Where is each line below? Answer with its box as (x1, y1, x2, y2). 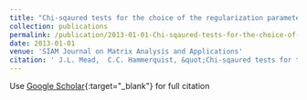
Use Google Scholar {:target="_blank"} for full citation (9, 81, 210, 91)
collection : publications (9, 22, 108, 31)
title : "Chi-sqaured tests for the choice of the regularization (9, 13, 263, 23)
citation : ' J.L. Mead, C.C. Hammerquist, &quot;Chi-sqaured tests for (9, 55, 292, 65)
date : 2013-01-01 (9, 38, 76, 48)
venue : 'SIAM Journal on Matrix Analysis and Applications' (9, 47, 244, 56)
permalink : (9, 30, 51, 39)
